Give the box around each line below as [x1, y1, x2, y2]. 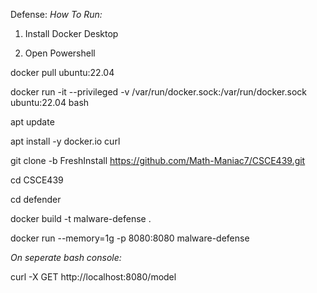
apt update [10, 116, 55, 128]
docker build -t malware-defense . [10, 213, 152, 224]
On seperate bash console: [10, 252, 122, 263]
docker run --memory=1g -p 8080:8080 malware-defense [10, 232, 250, 244]
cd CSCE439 [10, 174, 64, 186]
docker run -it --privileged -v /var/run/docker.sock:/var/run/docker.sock [10, 86, 308, 98]
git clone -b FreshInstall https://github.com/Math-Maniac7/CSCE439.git [10, 155, 306, 166]
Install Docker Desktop [24, 28, 119, 39]
